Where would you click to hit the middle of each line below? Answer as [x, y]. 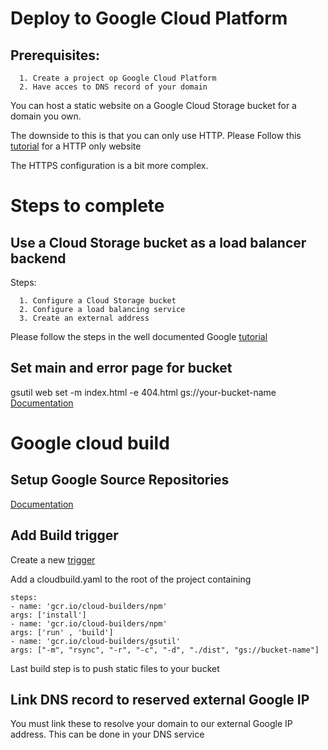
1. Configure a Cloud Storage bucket [98, 301]
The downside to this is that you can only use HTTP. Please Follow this [156, 135]
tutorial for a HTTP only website [76, 146]
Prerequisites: [55, 55]
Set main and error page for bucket [121, 368]
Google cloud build [90, 443]
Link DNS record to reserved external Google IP [160, 700]
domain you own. [46, 116]
